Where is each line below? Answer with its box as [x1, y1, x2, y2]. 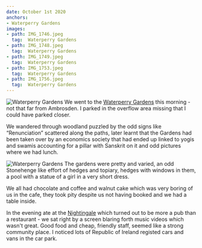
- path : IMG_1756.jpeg [6, 76, 63, 82]
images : [6, 25, 26, 32]
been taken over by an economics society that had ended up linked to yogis [6, 136, 195, 142]
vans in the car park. [6, 235, 57, 242]
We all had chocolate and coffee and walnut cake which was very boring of [6, 185, 194, 192]
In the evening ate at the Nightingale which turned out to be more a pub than [6, 209, 196, 216]
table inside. [6, 197, 37, 205]
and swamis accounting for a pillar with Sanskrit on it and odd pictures [6, 142, 181, 149]
